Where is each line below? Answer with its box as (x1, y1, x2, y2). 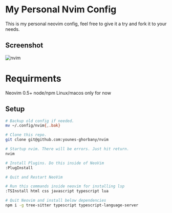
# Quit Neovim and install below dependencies (5, 198, 106, 203)
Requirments (5, 73, 61, 84)
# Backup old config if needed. (5, 118, 74, 123)
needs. (5, 26, 20, 32)
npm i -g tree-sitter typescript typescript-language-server (5, 203, 139, 208)
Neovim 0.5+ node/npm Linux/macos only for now (5, 90, 112, 96)
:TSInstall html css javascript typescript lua (5, 189, 109, 194)
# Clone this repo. (5, 132, 47, 137)
